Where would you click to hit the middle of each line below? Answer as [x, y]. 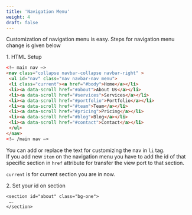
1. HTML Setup [24, 57]
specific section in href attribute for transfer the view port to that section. [95, 163]
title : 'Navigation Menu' [38, 11]
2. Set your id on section [36, 186]
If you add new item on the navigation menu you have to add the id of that [96, 156]
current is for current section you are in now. [61, 174]
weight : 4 [18, 17]
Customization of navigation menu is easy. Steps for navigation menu [90, 39]
